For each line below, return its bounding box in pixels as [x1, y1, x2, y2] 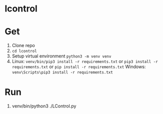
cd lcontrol [11, 48, 37, 54]
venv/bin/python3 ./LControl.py [11, 103, 76, 109]
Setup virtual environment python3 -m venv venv [11, 53, 111, 59]
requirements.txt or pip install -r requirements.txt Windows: [11, 63, 146, 70]
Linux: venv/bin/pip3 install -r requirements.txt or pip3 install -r [11, 58, 158, 64]
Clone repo [11, 42, 35, 48]
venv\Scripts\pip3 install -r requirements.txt [11, 70, 113, 75]
